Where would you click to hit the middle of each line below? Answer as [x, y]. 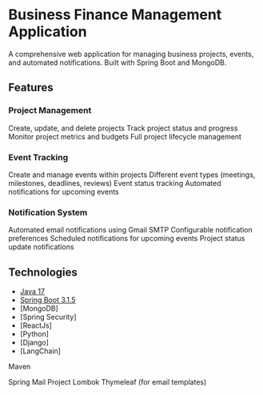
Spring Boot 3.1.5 [48, 300]
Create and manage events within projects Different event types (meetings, [132, 175]
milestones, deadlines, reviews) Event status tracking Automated [115, 183]
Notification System [48, 212]
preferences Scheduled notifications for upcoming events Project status [127, 239]
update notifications [41, 247]
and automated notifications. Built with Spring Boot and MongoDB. [118, 62]
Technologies [43, 272]
